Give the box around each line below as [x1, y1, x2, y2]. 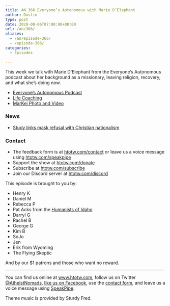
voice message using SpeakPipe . [5, 285, 75, 291]
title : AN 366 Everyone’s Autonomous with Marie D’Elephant [5, 7, 136, 13]
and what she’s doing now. [5, 80, 61, 86]
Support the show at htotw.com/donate [12, 160, 95, 166]
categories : [5, 45, 31, 50]
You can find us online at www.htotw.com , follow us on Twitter [5, 274, 136, 280]
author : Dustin [5, 12, 38, 17]
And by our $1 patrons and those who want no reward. [5, 260, 120, 266]
